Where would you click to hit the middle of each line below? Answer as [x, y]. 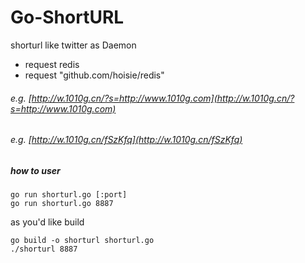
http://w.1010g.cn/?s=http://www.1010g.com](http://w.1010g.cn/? [163, 98]
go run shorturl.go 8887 [62, 204]
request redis [52, 64]
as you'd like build [47, 222]
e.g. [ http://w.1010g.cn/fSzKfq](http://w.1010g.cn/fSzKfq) [126, 140]
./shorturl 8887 [44, 249]
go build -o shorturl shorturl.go [82, 241]
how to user [35, 170]
